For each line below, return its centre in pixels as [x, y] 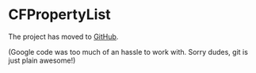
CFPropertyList [59, 15]
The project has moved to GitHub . [63, 36]
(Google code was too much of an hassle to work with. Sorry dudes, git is [128, 52]
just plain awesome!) [42, 60]
